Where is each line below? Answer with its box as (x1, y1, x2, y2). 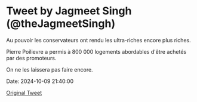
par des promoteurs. (6, 54, 57, 61)
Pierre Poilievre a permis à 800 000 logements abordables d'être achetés (6, 48, 187, 55)
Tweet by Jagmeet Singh (6, 4, 132, 18)
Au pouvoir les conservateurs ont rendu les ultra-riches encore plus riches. (6, 36, 191, 44)
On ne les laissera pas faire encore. (6, 66, 94, 73)
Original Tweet (6, 89, 42, 96)
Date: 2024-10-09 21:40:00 (6, 78, 73, 85)
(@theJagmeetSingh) (6, 17, 115, 30)
